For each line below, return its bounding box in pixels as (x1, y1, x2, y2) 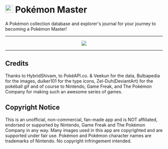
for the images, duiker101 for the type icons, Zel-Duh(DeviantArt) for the (5, 78, 153, 84)
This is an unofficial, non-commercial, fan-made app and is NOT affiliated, (5, 116, 158, 122)
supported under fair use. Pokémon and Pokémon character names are (5, 132, 151, 138)
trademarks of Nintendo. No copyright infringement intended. (5, 137, 131, 144)
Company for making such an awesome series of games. (5, 88, 122, 94)
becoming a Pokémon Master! (5, 26, 67, 32)
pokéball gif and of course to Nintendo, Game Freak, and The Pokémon (5, 83, 152, 89)
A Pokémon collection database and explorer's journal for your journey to (5, 21, 156, 27)
